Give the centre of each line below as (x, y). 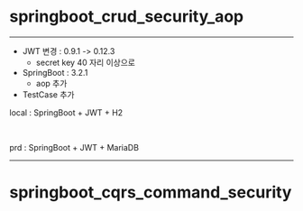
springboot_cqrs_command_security (151, 193)
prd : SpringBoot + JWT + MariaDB (74, 147)
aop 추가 (51, 83)
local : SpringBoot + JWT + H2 (66, 112)
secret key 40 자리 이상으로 (85, 62)
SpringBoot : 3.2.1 (55, 72)
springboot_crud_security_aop (127, 17)
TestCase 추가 (48, 94)
